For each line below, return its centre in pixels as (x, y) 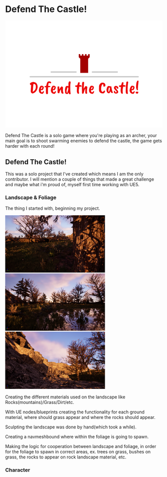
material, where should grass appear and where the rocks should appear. (80, 417)
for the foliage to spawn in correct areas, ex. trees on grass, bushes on (78, 451)
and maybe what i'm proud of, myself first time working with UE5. (72, 185)
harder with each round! (30, 146)
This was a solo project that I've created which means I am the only (74, 174)
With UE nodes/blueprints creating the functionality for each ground (75, 412)
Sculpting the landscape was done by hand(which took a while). (71, 427)
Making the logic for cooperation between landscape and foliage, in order (81, 446)
